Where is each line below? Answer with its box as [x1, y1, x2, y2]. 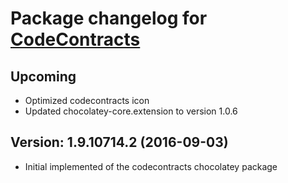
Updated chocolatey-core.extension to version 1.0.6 [24, 105, 238, 117]
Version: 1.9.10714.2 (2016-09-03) [10, 134, 229, 151]
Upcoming [10, 68, 77, 85]
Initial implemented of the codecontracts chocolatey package [24, 160, 278, 172]
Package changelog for [10, 7, 208, 30]
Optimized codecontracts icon [24, 95, 150, 106]
